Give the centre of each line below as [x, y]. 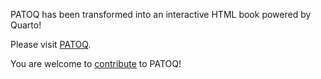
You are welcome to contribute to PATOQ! [96, 63]
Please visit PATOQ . [51, 44]
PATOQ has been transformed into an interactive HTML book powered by [161, 14]
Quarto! [26, 25]
